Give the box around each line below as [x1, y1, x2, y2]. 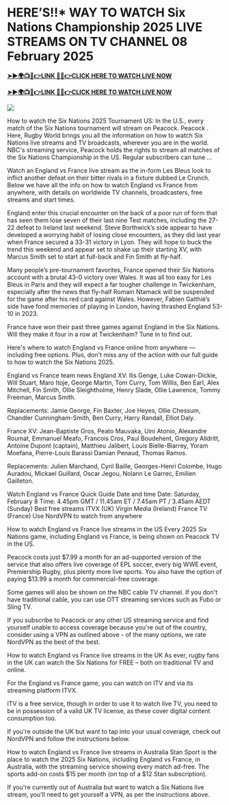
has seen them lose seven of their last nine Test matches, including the [7, 216, 207, 224]
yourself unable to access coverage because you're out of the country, [7, 623, 207, 632]
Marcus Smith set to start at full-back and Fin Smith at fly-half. [7, 252, 183, 261]
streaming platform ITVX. [7, 686, 78, 694]
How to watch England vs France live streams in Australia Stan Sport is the [7, 747, 217, 756]
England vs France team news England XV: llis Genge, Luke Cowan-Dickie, [7, 371, 217, 379]
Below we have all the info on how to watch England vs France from [7, 180, 198, 189]
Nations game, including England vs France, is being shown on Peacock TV [7, 532, 220, 540]
